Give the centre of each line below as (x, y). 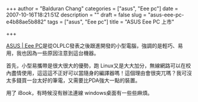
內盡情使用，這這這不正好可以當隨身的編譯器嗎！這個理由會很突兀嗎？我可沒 (99, 73)
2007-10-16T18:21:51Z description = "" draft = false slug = (76, 15)
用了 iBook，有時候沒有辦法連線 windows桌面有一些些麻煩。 (80, 93)
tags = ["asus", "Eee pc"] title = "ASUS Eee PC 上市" (111, 22)
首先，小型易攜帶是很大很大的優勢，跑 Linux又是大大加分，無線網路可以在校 (99, 65)
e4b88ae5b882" (26, 22)
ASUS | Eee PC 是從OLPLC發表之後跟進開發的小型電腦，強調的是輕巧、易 (95, 46)
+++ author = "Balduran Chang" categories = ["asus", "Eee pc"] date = (92, 9)
